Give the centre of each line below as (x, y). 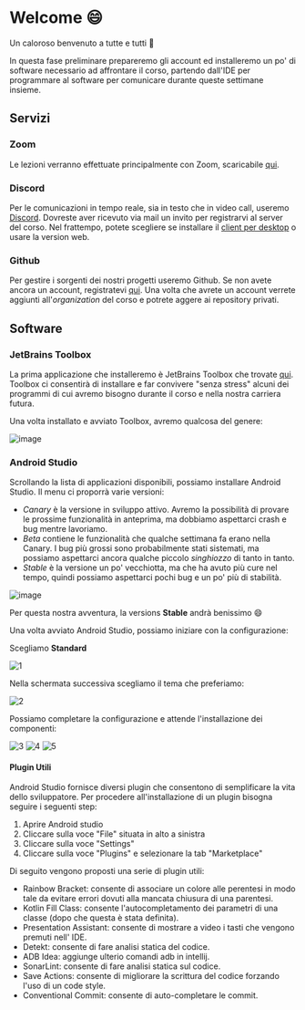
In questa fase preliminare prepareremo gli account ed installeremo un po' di (152, 60)
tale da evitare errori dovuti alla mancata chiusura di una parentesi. (148, 899)
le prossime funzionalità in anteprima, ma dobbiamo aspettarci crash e (154, 519)
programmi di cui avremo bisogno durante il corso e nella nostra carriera (145, 393)
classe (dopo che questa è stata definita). (101, 918)
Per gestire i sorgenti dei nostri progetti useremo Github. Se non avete (141, 280)
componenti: (33, 729)
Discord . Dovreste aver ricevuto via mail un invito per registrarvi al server (147, 217)
